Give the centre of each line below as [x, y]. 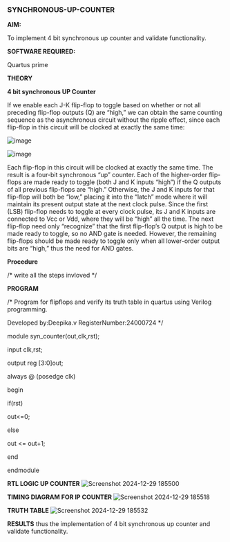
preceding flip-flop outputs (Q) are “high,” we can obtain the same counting [115, 113]
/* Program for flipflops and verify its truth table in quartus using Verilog [109, 302]
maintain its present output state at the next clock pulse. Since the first [108, 204]
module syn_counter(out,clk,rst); [54, 336]
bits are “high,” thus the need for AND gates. [70, 249]
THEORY [20, 78]
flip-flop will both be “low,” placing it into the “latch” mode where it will [107, 197]
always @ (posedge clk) [41, 377]
